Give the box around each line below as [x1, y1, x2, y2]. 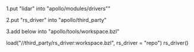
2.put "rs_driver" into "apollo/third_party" [6, 17, 107, 23]
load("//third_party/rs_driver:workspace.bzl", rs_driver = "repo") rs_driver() [6, 40, 189, 46]
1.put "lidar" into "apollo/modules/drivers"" [6, 5, 111, 12]
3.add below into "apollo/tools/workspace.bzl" [6, 28, 120, 35]
